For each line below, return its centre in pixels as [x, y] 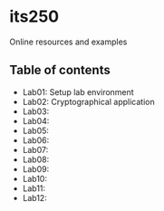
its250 [34, 17]
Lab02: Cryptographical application [89, 101]
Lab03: [36, 111]
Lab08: [36, 159]
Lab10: [35, 178]
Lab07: [35, 149]
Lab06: [36, 140]
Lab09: [36, 168]
